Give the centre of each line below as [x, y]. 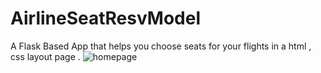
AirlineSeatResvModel [105, 18]
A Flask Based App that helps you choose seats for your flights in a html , [161, 46]
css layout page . [45, 56]
